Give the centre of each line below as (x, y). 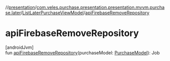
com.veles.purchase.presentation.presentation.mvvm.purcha (101, 7)
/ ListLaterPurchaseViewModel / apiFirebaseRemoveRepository (85, 13)
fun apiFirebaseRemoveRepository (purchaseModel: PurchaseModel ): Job (82, 52)
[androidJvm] (20, 47)
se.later (13, 13)
